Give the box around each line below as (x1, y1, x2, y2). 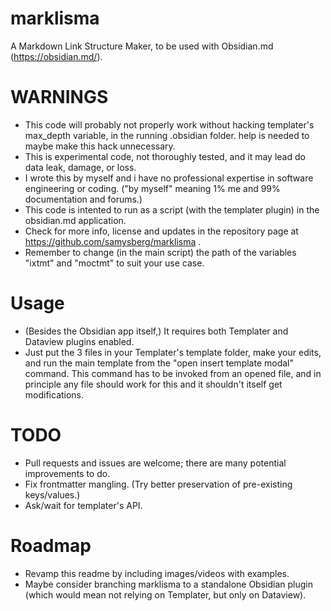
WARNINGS (10, 86, 109, 109)
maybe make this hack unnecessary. (24, 140, 176, 152)
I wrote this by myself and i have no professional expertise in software (24, 172, 314, 184)
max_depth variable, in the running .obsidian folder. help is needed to (24, 129, 310, 141)
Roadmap (10, 534, 92, 557)
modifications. (24, 388, 85, 401)
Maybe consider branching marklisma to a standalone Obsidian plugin (24, 578, 313, 590)
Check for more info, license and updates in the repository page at (24, 225, 299, 237)
